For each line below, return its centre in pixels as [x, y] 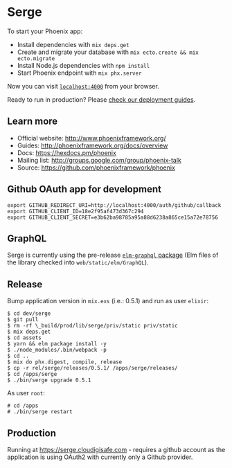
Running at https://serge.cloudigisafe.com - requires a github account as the [116, 450]
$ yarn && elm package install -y [57, 344]
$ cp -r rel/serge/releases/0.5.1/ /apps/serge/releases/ [92, 368]
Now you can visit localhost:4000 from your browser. [83, 86]
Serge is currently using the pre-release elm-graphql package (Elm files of [113, 255]
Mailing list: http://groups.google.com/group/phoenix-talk [99, 160]
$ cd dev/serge [29, 314]
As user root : [26, 393]
